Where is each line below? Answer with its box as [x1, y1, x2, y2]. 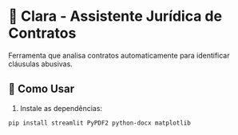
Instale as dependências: [19, 103, 102, 113]
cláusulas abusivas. [8, 59, 73, 69]
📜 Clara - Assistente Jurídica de [8, 7, 222, 26]
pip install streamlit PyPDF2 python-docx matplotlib [8, 119, 192, 127]
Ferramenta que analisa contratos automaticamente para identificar [8, 50, 230, 60]
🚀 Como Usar [8, 82, 75, 96]
